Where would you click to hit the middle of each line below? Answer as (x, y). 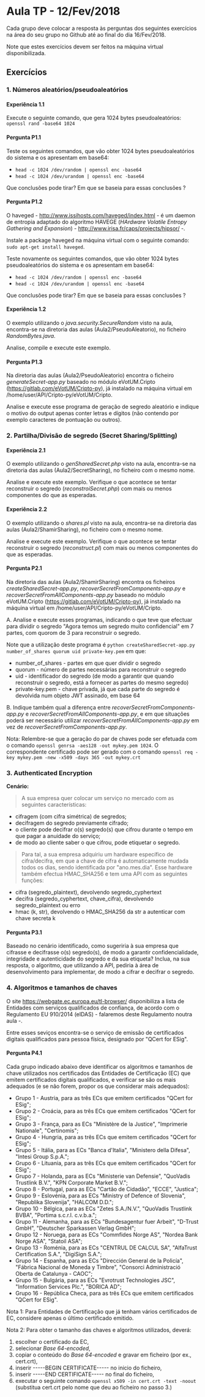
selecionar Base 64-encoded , (53, 1348)
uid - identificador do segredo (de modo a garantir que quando (95, 676)
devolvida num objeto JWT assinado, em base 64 (78, 695)
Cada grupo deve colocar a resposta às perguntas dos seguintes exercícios (102, 28)
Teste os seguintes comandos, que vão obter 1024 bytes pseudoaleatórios (100, 151)
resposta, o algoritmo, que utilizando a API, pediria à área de (83, 965)
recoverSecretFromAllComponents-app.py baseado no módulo (86, 594)
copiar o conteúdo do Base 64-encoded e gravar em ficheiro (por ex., (103, 1355)
